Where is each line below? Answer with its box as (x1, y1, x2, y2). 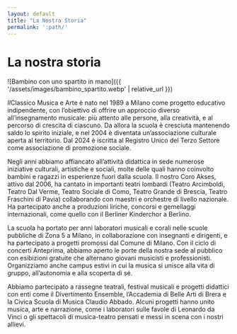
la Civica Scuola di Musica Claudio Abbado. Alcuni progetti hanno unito (7, 298, 215, 306)
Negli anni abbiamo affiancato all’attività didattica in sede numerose (7, 157, 204, 166)
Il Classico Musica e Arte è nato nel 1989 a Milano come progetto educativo (7, 98, 226, 107)
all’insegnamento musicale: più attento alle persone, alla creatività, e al (7, 114, 214, 122)
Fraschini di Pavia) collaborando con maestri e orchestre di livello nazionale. (7, 195, 229, 204)
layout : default (7, 10, 55, 18)
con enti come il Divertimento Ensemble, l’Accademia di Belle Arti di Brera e (7, 290, 226, 299)
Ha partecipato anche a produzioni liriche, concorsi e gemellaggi (7, 202, 196, 211)
